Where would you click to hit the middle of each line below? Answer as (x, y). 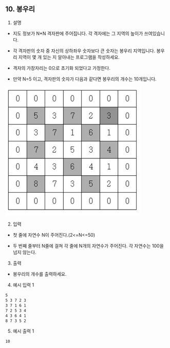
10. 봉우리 (20, 9)
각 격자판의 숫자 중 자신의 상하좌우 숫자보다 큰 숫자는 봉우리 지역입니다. (84, 51)
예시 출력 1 (23, 331)
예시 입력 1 (23, 285)
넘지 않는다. (25, 252)
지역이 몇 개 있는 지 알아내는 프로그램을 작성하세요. (69, 57)
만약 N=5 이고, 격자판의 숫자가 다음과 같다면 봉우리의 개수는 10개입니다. (84, 79)
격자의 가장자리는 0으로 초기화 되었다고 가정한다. (61, 68)
